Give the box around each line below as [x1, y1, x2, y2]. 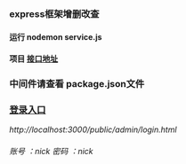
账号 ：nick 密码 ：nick [9, 145, 93, 156]
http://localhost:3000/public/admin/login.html [9, 124, 177, 135]
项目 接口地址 [9, 53, 59, 64]
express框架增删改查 [9, 7, 100, 20]
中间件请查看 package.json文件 [9, 78, 145, 90]
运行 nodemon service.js [9, 31, 102, 42]
